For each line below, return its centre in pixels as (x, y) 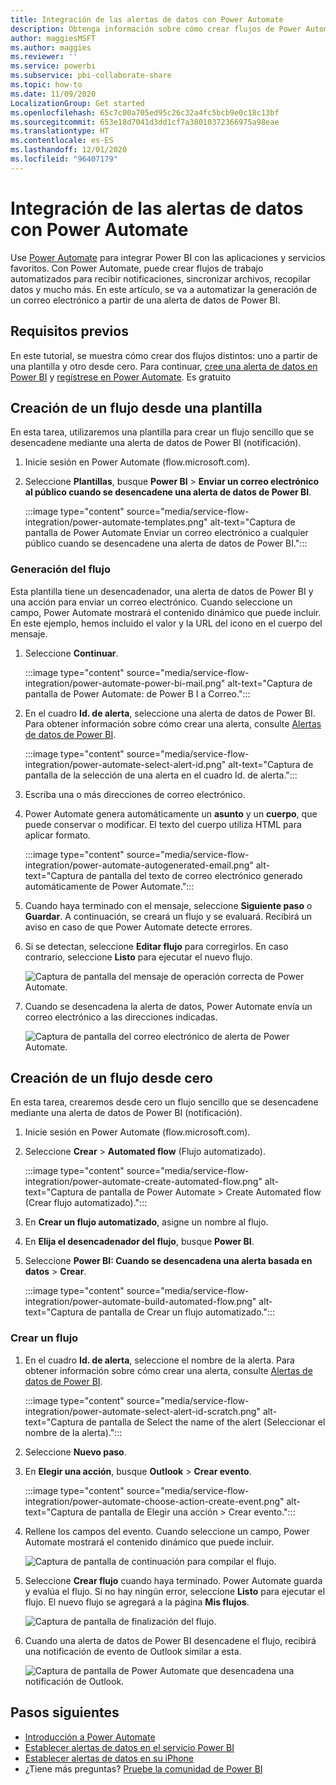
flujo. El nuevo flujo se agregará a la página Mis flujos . (137, 1602)
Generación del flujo (60, 569)
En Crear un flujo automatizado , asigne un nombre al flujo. (146, 1222)
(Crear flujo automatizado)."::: (86, 1203)
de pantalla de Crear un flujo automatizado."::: (180, 1312)
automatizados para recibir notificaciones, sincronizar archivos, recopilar (161, 278)
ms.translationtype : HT (60, 131)
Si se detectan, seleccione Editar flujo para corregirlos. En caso (156, 946)
